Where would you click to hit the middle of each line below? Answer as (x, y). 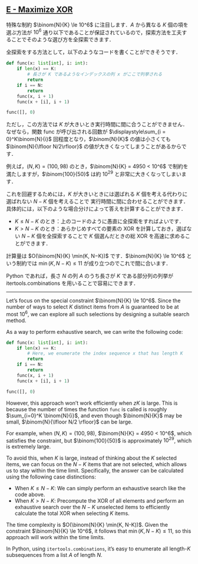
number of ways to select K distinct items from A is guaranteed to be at (93, 307)
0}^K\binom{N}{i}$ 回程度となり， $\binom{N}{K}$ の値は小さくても (88, 139)
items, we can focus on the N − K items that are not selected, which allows (96, 464)
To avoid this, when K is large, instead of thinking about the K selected (91, 458)
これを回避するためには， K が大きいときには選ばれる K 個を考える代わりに (97, 194)
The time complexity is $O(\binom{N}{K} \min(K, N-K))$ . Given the (87, 525)
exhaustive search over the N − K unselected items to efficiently (92, 507)
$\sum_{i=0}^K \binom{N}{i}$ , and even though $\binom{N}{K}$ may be (94, 415)
